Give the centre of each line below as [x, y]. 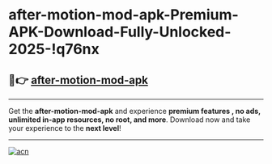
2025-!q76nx [54, 49]
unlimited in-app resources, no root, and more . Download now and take [130, 120]
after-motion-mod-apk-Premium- [123, 15]
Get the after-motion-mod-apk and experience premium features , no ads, [135, 111]
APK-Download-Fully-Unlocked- [120, 32]
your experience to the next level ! [65, 128]
